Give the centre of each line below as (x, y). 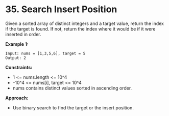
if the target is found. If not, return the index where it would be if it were (80, 28)
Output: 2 (16, 58)
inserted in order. (23, 34)
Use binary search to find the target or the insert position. (73, 107)
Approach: (17, 98)
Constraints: (19, 67)
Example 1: (17, 44)
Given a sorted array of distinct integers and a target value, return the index (85, 23)
